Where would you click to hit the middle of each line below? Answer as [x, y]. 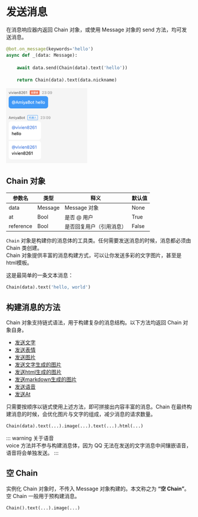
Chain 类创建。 [24, 248]
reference [20, 226]
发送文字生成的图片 [38, 365]
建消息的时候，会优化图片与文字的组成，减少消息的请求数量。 [81, 414]
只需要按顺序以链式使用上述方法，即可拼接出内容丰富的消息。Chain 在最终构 [99, 407]
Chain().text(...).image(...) [43, 508]
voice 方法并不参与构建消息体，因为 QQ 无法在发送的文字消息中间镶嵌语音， [99, 445]
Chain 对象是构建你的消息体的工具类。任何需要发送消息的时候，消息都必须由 [99, 240]
